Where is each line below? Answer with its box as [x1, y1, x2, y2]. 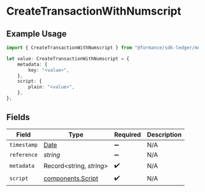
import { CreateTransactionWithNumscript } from [6, 44, 132, 51]
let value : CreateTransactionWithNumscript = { [6, 55, 130, 62]
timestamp [9, 141, 38, 148]
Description [146, 130, 182, 138]
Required [113, 130, 142, 138]
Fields [6, 112, 31, 123]
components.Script [43, 174, 99, 183]
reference [9, 151, 38, 158]
